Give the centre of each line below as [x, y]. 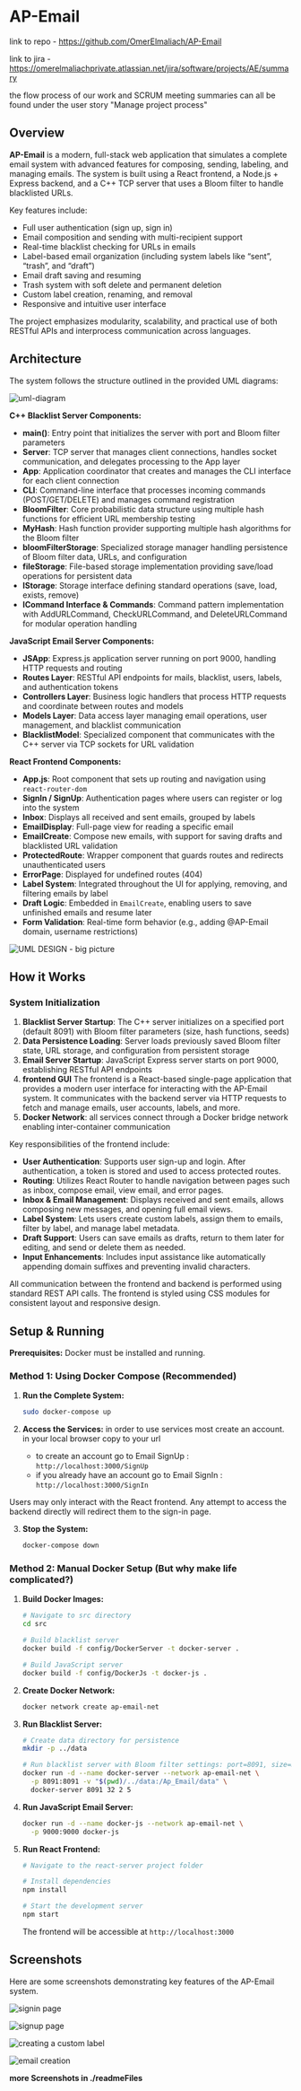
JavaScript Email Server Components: [82, 641]
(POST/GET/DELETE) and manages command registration [128, 499]
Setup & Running [57, 1331]
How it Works [47, 977]
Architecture [46, 359]
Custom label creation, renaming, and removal [107, 294]
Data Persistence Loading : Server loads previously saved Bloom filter [151, 1041]
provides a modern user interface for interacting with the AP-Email [145, 1089]
